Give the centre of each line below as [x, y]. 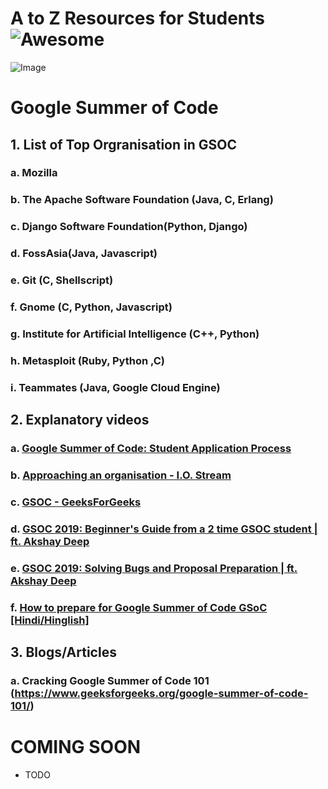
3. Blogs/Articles [63, 652]
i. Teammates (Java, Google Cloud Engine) [115, 387]
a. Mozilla [34, 173]
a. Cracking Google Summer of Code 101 [110, 681]
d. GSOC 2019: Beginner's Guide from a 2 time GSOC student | [164, 529]
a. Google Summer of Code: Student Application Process [151, 449]
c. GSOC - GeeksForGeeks [76, 502]
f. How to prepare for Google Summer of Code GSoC [139, 607]
